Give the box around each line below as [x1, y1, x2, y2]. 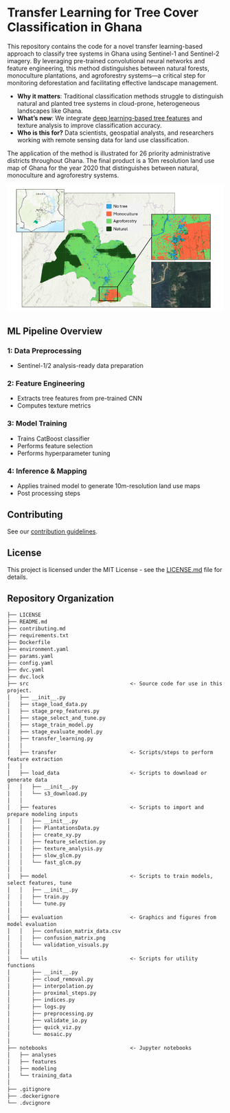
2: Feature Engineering [7, 379, 85, 388]
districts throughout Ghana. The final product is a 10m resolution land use [7, 156, 215, 164]
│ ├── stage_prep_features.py [7, 708, 100, 715]
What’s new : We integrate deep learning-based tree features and [16, 113, 203, 122]
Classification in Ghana [7, 19, 143, 35]
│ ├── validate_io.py [7, 1017, 88, 1024]
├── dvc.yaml [7, 667, 45, 674]
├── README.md [7, 619, 48, 626]
